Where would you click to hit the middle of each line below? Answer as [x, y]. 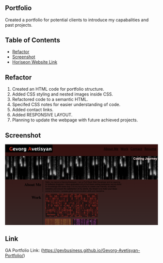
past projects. [19, 25]
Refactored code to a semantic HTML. [50, 99]
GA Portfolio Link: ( [24, 250]
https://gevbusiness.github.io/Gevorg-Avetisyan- [91, 250]
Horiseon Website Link [34, 62]
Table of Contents [33, 40]
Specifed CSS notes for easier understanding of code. [66, 105]
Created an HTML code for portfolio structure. [58, 89]
